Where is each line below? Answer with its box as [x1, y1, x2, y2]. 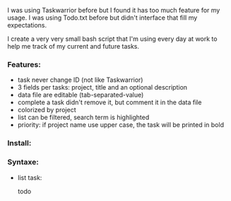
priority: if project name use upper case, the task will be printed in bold [17, 121, 225, 129]
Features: [7, 59, 41, 69]
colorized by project [17, 106, 76, 114]
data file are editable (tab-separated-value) [17, 91, 144, 99]
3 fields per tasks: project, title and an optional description [17, 83, 188, 92]
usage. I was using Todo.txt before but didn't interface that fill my [7, 13, 198, 22]
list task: [17, 173, 42, 182]
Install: [7, 138, 32, 148]
